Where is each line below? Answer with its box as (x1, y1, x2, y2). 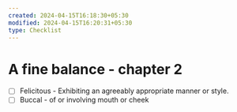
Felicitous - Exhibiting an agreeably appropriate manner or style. (19, 86, 229, 95)
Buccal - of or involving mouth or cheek (19, 95, 149, 105)
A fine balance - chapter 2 (8, 60, 183, 78)
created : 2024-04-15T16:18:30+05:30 (8, 11, 129, 20)
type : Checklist (8, 26, 62, 34)
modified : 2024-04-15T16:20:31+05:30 (8, 19, 133, 27)
